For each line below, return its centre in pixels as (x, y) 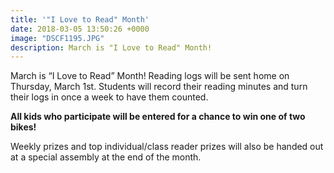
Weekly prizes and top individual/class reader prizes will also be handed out (167, 147)
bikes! (23, 127)
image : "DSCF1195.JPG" (57, 38)
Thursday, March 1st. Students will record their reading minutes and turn (159, 87)
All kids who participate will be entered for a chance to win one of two (158, 117)
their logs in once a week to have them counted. (109, 97)
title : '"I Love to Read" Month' (80, 19)
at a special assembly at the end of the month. (106, 157)
